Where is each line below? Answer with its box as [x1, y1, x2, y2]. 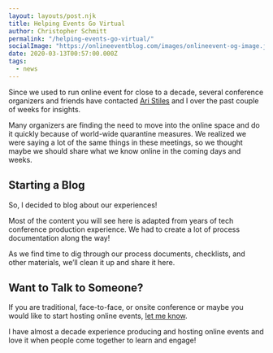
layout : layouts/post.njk [8, 11, 96, 20]
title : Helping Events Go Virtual [8, 20, 126, 28]
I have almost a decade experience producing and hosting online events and [8, 327, 264, 337]
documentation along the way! [8, 233, 110, 242]
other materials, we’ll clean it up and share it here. [8, 257, 175, 267]
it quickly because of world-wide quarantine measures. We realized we [8, 129, 246, 138]
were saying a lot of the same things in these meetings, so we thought [8, 137, 244, 147]
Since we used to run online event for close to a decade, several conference [8, 87, 264, 97]
